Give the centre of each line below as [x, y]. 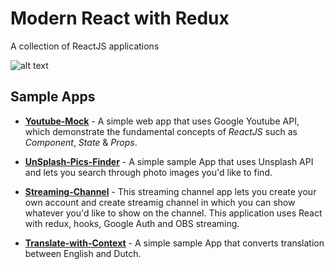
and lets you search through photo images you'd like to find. [148, 172]
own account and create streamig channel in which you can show [160, 202]
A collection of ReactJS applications [85, 46]
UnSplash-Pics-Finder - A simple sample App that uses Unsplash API [169, 161]
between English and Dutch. [83, 253]
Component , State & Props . [81, 142]
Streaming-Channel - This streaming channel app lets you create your [170, 191]
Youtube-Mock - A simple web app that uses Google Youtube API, [162, 121]
